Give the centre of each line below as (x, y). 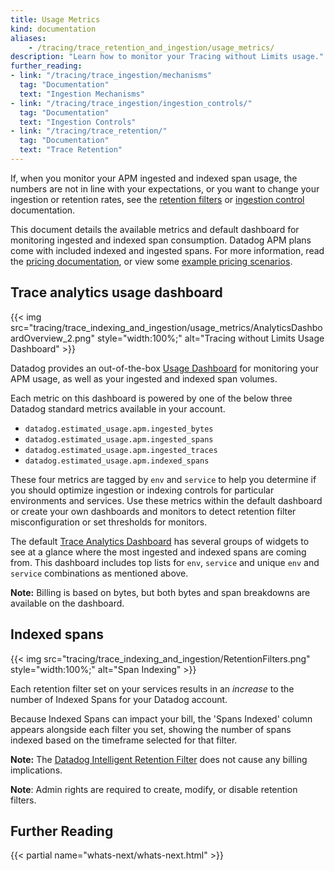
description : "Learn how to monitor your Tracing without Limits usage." (167, 57)
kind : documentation (53, 29)
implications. (36, 770)
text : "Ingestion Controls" (78, 122)
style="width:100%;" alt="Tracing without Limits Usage (210, 338)
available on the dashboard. (67, 603)
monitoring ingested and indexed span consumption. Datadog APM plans (161, 240)
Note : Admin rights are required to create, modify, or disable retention (154, 789)
